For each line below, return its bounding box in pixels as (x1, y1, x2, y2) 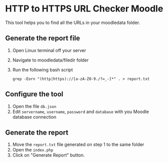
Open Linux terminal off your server (12, 47, 86, 53)
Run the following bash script (12, 66, 73, 72)
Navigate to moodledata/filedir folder (12, 57, 89, 63)
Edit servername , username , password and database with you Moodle (12, 108, 149, 114)
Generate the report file (5, 34, 80, 42)
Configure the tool (5, 90, 64, 98)
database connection (12, 113, 57, 120)
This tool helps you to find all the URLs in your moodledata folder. (5, 19, 140, 25)
